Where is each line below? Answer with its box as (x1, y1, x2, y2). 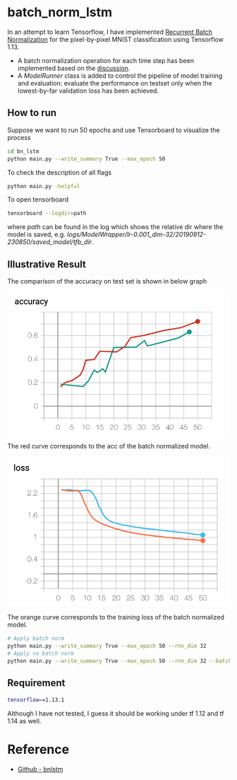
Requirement (7, 677, 66, 689)
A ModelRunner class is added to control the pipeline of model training (17, 71, 223, 80)
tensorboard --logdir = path (7, 210, 87, 217)
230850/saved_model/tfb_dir (7, 238, 92, 246)
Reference (7, 742, 69, 757)
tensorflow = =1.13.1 (7, 697, 65, 704)
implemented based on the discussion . (17, 64, 130, 72)
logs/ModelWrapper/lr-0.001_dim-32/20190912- (66, 231, 207, 239)
